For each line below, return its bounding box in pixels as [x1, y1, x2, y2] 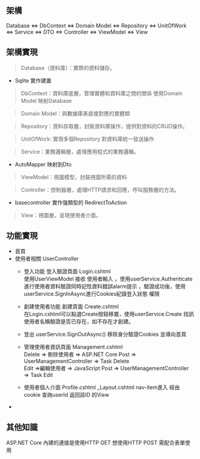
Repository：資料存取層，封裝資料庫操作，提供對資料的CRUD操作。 [20, 122, 188, 130]
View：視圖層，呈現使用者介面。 [20, 211, 101, 218]
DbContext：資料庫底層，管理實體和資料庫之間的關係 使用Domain [20, 89, 183, 97]
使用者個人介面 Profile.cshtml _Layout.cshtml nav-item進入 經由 [23, 384, 180, 391]
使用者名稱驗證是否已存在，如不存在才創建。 [23, 318, 134, 325]
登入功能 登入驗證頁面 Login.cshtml [23, 268, 111, 275]
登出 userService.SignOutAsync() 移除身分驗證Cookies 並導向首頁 [23, 331, 187, 338]
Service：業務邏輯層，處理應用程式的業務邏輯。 [20, 148, 139, 155]
